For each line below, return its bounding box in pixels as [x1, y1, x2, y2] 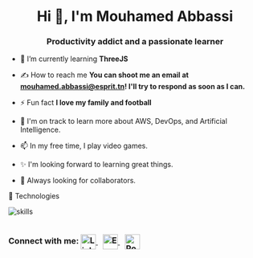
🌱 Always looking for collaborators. [19, 176, 137, 186]
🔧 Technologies [8, 191, 60, 201]
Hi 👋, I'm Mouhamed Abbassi [36, 7, 234, 26]
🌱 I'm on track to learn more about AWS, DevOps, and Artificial [19, 117, 227, 126]
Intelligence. [19, 125, 61, 135]
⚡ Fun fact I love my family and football [19, 98, 152, 108]
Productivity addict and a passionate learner [46, 36, 224, 47]
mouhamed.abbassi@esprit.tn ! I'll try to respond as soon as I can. [19, 82, 246, 92]
